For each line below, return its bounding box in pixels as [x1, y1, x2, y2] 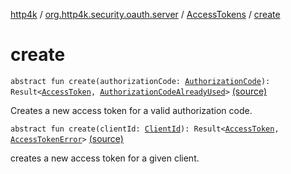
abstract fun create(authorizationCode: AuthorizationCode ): [10, 76, 271, 86]
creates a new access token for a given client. [10, 152, 200, 164]
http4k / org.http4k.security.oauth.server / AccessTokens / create [10, 9, 281, 20]
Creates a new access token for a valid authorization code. [10, 104, 253, 116]
